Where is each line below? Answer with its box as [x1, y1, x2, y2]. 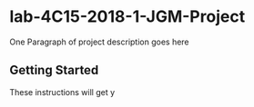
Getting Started [9, 63, 99, 78]
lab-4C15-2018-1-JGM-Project [9, 6, 246, 27]
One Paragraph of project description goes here [9, 36, 189, 47]
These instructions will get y [9, 86, 116, 97]
